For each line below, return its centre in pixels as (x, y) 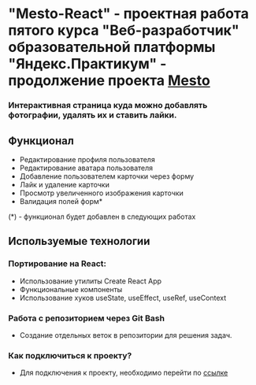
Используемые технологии (79, 241)
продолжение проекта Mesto (109, 81)
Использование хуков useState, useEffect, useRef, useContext (123, 298)
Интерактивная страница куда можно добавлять (108, 106)
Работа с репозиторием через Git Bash (87, 318)
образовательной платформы (112, 47)
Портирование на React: (58, 264)
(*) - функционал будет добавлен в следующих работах (102, 217)
